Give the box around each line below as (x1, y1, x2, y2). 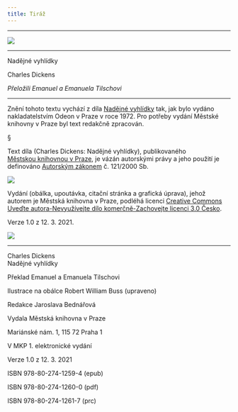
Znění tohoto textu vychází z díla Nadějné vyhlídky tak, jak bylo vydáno (7, 104, 215, 113)
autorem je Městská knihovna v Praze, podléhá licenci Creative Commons (7, 196, 222, 205)
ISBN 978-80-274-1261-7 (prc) (7, 396, 97, 405)
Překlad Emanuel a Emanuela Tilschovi (7, 272, 120, 281)
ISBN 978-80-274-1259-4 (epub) (7, 369, 104, 377)
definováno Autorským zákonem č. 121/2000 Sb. (7, 162, 149, 170)
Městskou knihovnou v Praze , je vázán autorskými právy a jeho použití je (7, 154, 220, 163)
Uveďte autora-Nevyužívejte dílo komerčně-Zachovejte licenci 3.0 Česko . (7, 204, 222, 213)
